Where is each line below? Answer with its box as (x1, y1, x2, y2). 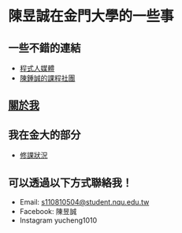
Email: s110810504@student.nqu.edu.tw (19, 197, 150, 207)
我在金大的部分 (8, 128, 81, 141)
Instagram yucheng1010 (19, 216, 98, 225)
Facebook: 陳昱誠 (19, 207, 77, 216)
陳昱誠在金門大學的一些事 (8, 7, 175, 25)
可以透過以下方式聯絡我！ (8, 175, 132, 190)
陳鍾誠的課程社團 (19, 73, 76, 83)
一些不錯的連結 (8, 41, 81, 54)
